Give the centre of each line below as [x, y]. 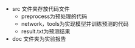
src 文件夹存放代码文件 [41, 9]
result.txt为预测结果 [46, 31]
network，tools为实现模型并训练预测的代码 [75, 24]
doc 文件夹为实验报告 [39, 39]
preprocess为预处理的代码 [54, 16]
